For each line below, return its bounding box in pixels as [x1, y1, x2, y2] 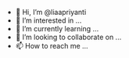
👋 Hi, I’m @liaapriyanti [15, 8, 87, 16]
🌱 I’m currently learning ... [15, 24, 99, 33]
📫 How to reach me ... [15, 42, 88, 50]
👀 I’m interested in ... [15, 16, 82, 25]
